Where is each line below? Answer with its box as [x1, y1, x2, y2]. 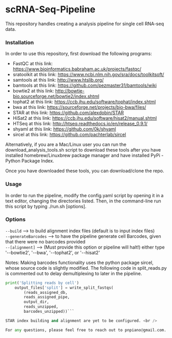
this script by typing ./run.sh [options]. [5, 203, 87, 209]
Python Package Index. [5, 158, 54, 164]
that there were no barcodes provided [5, 238, 86, 245]
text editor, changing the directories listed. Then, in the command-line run [5, 198, 162, 204]
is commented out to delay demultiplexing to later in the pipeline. [5, 270, 142, 276]
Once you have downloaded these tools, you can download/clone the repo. [5, 168, 164, 174]
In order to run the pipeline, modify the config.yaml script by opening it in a [5, 192, 164, 198]
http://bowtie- [55, 88, 85, 94]
